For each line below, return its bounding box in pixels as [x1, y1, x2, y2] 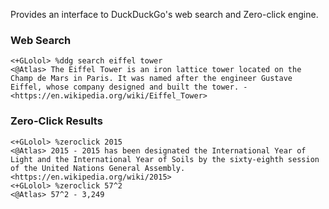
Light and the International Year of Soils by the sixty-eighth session [10, 154, 320, 164]
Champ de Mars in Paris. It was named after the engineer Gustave [10, 74, 293, 84]
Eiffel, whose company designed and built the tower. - [10, 82, 248, 93]
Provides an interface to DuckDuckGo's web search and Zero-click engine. [10, 9, 319, 20]
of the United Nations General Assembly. [10, 163, 186, 173]
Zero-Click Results [10, 114, 103, 128]
